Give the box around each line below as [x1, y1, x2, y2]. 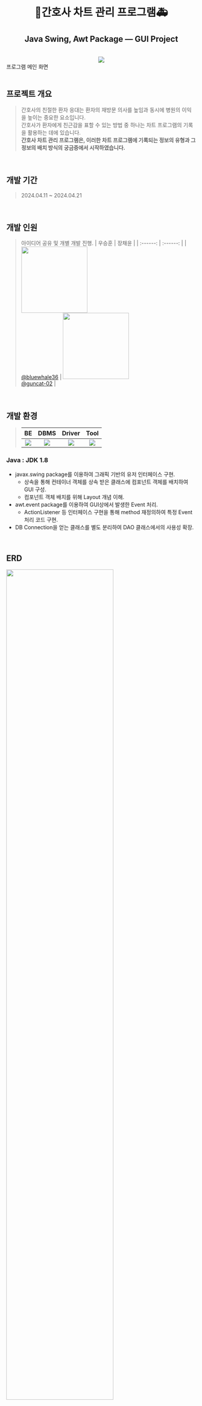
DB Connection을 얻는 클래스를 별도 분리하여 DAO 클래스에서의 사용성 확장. [14, 523, 194, 530]
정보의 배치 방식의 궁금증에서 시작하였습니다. [21, 144, 125, 151]
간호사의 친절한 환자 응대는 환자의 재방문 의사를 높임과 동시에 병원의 [21, 106, 181, 113]
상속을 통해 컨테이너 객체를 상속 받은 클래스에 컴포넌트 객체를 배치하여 [24, 478, 189, 485]
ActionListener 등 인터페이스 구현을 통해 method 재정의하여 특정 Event [24, 508, 193, 515]
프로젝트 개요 [6, 89, 52, 99]
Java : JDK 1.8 [6, 456, 48, 464]
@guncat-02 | [21, 380, 56, 388]
